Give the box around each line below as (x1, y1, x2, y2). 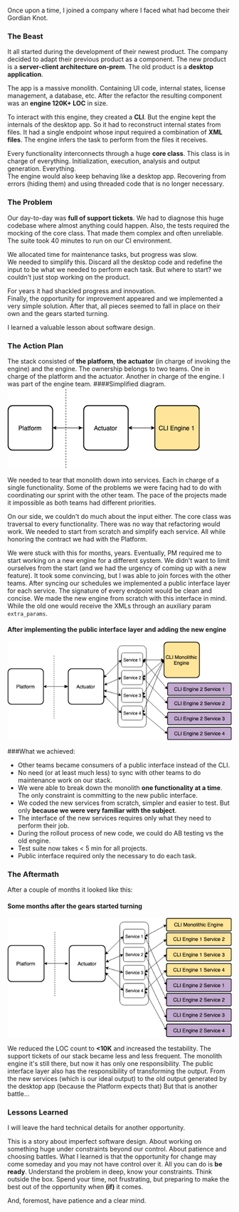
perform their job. (17, 821, 70, 830)
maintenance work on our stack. (17, 776, 112, 784)
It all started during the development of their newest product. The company (7, 48, 228, 56)
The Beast (7, 31, 44, 41)
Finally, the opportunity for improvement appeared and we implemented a (7, 294, 223, 302)
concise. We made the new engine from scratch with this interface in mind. (7, 594, 227, 602)
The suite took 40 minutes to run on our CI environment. (7, 236, 172, 245)
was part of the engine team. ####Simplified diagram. (7, 379, 166, 388)
